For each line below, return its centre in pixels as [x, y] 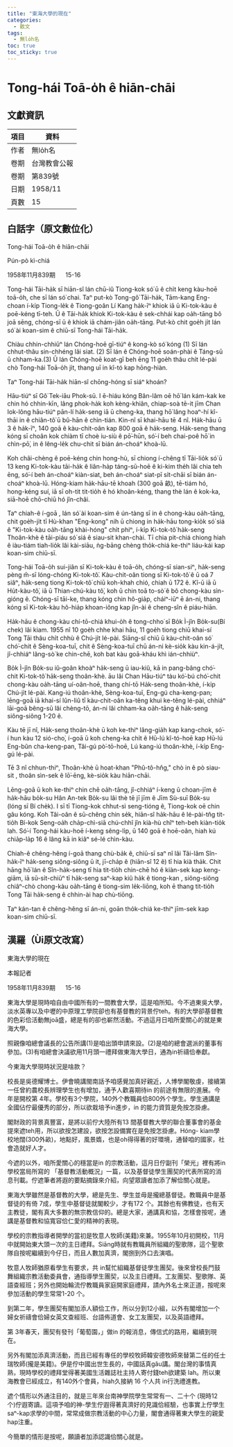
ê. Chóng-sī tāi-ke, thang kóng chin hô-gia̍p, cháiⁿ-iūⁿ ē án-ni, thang [123, 599]
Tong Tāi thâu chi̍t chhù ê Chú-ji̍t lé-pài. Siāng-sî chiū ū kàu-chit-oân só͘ [110, 638]
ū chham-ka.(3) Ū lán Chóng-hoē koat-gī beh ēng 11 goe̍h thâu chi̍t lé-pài [112, 359]
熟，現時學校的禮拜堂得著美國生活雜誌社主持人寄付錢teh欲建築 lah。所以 [111, 1372]
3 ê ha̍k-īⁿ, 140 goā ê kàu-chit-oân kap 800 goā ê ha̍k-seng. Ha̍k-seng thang [117, 428]
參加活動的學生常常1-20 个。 [48, 1293]
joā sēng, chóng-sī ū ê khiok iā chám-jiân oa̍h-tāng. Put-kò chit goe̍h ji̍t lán [114, 322]
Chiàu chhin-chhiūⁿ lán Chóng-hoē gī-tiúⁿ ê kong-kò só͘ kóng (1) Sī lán [107, 344]
